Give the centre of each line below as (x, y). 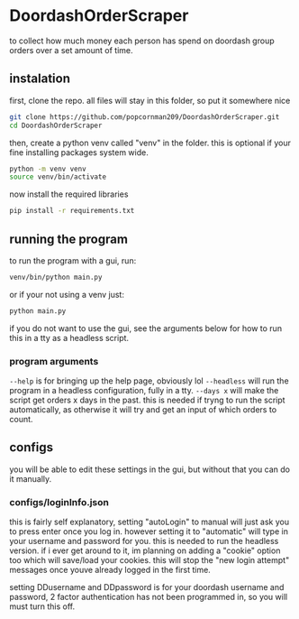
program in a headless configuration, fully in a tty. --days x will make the (144, 390)
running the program (69, 239)
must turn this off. (42, 606)
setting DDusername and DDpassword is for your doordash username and (147, 587)
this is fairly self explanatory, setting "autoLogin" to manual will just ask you (149, 522)
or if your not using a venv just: (67, 294)
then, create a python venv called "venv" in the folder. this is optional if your (150, 143)
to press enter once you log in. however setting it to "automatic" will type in (149, 531)
